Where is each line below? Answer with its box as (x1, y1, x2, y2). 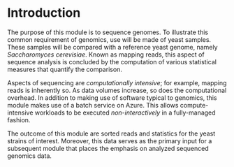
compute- (180, 101, 209, 109)
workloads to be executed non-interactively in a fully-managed (34, 108, 216, 117)
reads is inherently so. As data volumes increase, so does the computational (7, 86, 227, 94)
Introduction (7, 5, 81, 21)
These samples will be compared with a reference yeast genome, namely (7, 43, 218, 51)
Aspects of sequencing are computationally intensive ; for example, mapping (7, 78, 227, 87)
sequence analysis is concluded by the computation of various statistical (7, 57, 217, 66)
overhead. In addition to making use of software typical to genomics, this (7, 93, 217, 102)
